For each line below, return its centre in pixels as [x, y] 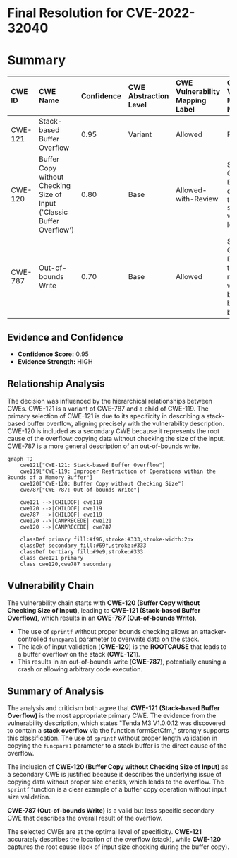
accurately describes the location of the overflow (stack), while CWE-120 [114, 840]
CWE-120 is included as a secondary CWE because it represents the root [114, 431]
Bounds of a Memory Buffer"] [50, 477]
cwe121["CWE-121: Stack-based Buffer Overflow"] [93, 465]
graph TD [20, 459]
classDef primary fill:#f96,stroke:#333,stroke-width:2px [107, 539]
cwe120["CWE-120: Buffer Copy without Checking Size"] [102, 483]
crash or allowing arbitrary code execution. [80, 669]
